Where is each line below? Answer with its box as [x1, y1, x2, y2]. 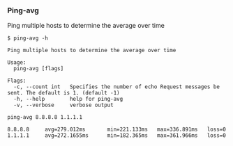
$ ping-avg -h [7, 35, 49, 42]
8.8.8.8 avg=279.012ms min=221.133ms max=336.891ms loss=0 [7, 126, 227, 133]
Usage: [7, 59, 27, 66]
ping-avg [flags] [13, 65, 64, 72]
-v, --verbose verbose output [13, 102, 114, 109]
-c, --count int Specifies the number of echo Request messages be [13, 83, 220, 90]
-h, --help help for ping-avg [13, 96, 123, 103]
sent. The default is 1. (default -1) [7, 90, 120, 97]
